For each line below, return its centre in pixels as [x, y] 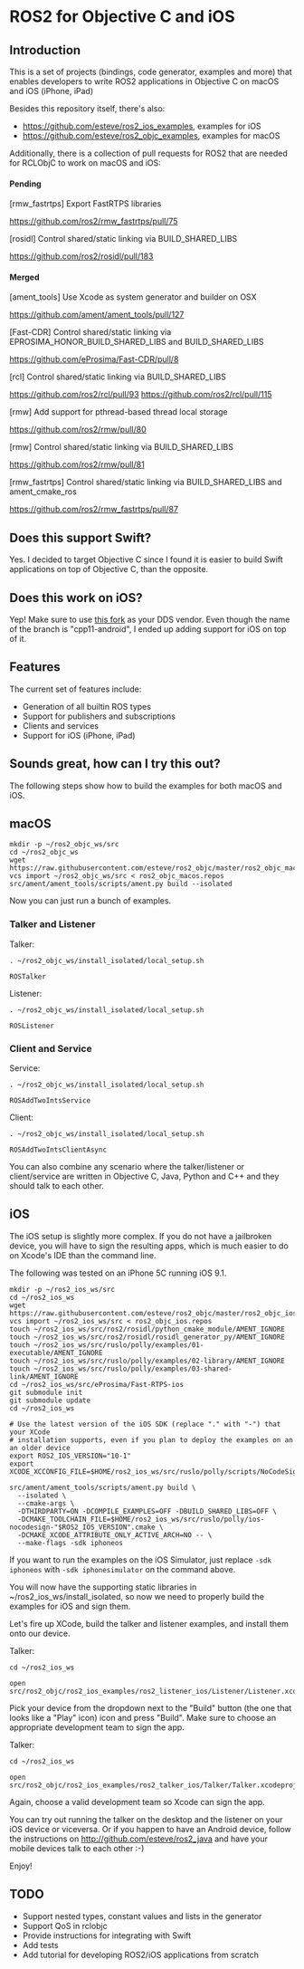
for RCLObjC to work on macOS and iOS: [85, 163]
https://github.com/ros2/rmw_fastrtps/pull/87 [94, 510]
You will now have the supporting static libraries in [103, 1587]
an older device [40, 1448]
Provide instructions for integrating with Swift [107, 1936]
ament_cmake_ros [43, 492]
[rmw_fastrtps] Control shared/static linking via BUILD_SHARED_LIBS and [146, 483]
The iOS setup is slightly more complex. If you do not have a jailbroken [141, 1236]
